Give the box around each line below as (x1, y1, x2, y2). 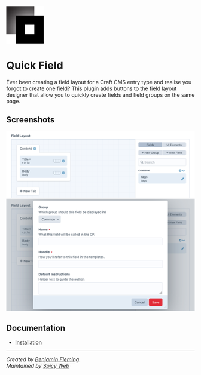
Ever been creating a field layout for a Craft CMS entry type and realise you (6, 78, 192, 85)
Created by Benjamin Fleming (6, 355, 80, 363)
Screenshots (6, 115, 55, 125)
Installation (14, 339, 42, 346)
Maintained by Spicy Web (6, 362, 70, 369)
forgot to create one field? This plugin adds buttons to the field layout (6, 85, 177, 92)
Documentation (6, 322, 66, 333)
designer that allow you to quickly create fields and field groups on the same (6, 91, 195, 98)
